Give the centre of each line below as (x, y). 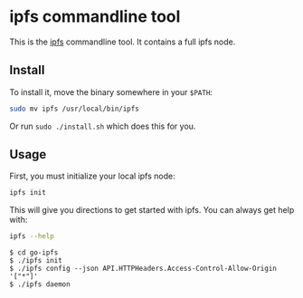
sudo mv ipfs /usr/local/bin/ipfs (75, 109)
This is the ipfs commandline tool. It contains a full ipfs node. (123, 42)
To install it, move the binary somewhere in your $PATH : (111, 91)
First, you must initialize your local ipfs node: (92, 176)
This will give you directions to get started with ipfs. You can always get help (152, 210)
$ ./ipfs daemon (40, 284)
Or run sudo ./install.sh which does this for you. (103, 126)
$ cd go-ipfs (34, 253)
